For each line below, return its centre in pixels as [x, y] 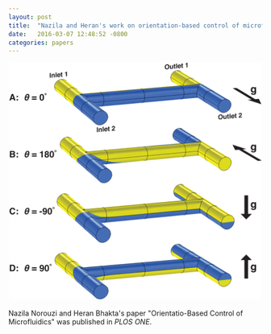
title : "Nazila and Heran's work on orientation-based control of [124, 25]
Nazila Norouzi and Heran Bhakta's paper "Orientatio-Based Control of [126, 313]
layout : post [30, 17]
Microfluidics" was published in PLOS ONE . [80, 321]
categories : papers [41, 43]
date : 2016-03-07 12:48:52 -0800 [68, 34]
